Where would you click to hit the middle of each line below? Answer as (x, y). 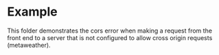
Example (32, 12)
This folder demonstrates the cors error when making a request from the (110, 31)
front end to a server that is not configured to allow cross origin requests (110, 37)
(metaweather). (29, 45)
